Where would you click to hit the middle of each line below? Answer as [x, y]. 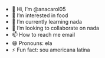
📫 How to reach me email [43, 35]
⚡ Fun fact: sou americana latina [51, 50]
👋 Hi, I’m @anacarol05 [39, 9]
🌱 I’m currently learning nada [47, 22]
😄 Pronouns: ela [32, 43]
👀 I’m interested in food [40, 15]
